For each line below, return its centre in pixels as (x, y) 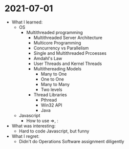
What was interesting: (33, 126)
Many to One (54, 74)
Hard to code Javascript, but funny (54, 131)
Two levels (52, 89)
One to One (52, 79)
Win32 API (51, 105)
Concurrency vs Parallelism (61, 48)
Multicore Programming (57, 43)
